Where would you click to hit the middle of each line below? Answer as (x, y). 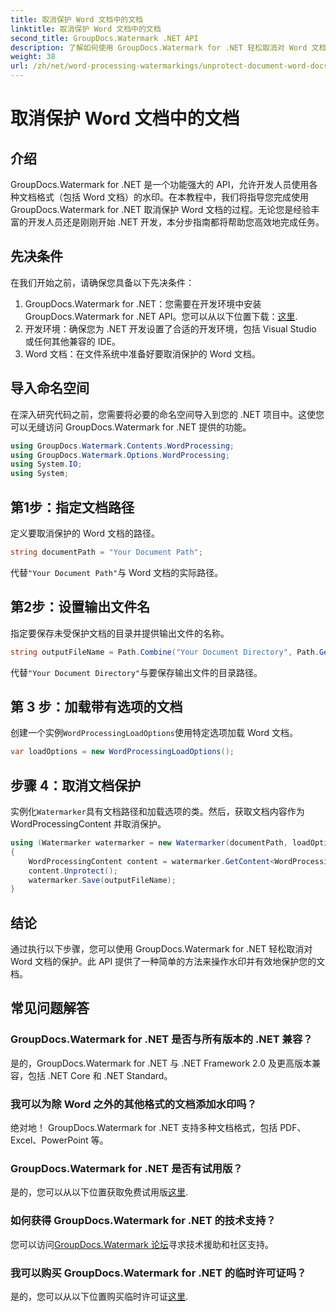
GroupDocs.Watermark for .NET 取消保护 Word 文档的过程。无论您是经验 (161, 209)
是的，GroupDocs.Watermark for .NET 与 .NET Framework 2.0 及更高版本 (161, 1063)
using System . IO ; (46, 464)
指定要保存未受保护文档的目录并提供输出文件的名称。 (120, 633)
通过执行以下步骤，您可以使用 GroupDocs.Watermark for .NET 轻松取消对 (161, 949)
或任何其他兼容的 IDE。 (73, 341)
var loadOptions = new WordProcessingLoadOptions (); (122, 752)
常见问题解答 (50, 1008)
